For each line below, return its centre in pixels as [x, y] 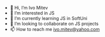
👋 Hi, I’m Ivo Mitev [29, 8]
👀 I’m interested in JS [32, 13]
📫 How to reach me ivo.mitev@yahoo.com [55, 29]
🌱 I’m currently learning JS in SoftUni [49, 18]
